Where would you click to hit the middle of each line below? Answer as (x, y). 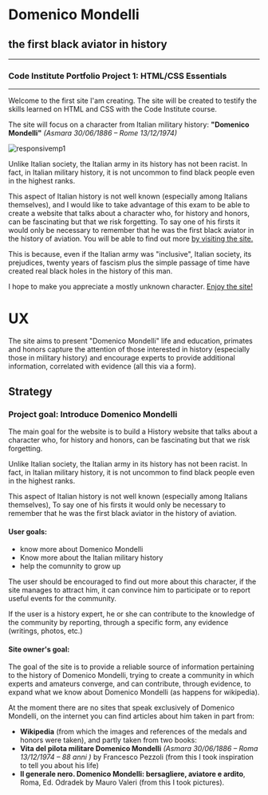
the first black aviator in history (88, 44)
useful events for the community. (63, 599)
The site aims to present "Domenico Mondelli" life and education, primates (130, 341)
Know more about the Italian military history (91, 558)
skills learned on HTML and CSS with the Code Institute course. (113, 109)
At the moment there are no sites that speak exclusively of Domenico (122, 708)
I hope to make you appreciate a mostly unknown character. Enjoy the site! (131, 287)
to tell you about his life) (59, 765)
